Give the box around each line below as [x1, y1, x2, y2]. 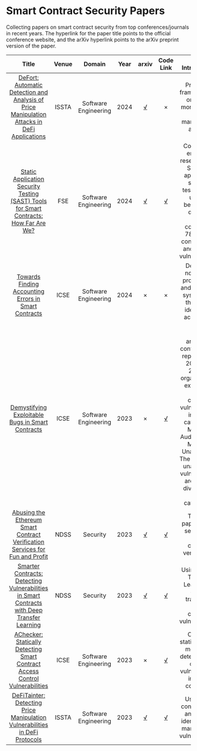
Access [18, 667, 39, 675]
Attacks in [15, 118, 43, 126]
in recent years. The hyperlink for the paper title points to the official [6, 29, 171, 36]
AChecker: [14, 630, 43, 638]
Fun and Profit [9, 552, 48, 561]
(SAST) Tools [10, 197, 47, 205]
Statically [15, 638, 42, 646]
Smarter [17, 562, 40, 570]
